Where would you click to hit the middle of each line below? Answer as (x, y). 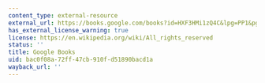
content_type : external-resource (63, 15)
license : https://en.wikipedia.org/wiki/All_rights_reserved (111, 38)
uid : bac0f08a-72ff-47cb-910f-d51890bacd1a (81, 60)
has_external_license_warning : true (68, 30)
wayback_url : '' (35, 67)
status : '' (26, 45)
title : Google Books (42, 52)
